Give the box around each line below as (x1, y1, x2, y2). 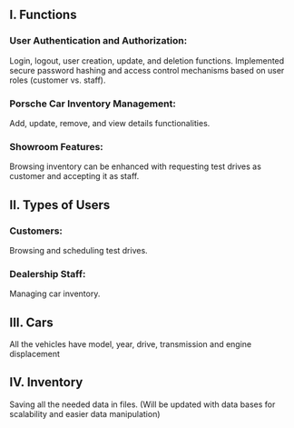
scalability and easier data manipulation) (9, 408, 161, 419)
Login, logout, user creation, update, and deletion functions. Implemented (9, 55, 285, 66)
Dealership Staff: (9, 267, 86, 280)
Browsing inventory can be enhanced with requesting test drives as (9, 161, 261, 172)
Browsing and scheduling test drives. (9, 244, 148, 255)
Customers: (9, 224, 64, 237)
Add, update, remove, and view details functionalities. (9, 117, 211, 128)
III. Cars (9, 314, 54, 330)
